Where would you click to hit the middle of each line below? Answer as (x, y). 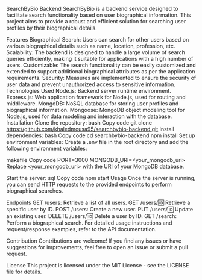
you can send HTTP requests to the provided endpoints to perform (89, 184)
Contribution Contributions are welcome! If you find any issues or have (94, 241)
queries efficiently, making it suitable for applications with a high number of (100, 59)
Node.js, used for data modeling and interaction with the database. (89, 116)
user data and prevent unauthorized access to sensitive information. (91, 84)
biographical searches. (35, 191)
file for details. (24, 272)
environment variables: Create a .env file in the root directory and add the (97, 142)
